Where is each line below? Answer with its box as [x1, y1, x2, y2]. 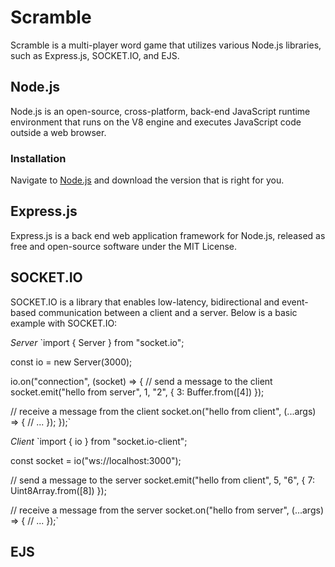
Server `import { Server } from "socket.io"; [10, 336, 185, 348]
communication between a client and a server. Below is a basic [38, 306, 298, 318]
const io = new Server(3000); [10, 356, 133, 368]
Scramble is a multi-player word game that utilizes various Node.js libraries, [10, 39, 322, 51]
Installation [10, 151, 67, 165]
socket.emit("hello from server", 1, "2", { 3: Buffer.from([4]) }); [10, 386, 265, 398]
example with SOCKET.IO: [10, 317, 118, 329]
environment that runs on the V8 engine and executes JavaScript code [10, 116, 302, 128]
